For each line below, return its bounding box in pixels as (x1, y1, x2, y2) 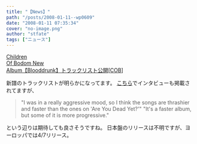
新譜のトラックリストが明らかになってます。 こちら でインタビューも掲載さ (6, 79, 190, 86)
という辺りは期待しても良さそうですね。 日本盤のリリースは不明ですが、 (6, 124, 186, 131)
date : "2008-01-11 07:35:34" (6, 20, 79, 26)
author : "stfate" (6, 31, 50, 37)
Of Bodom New (6, 59, 44, 67)
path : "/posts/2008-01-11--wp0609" (6, 14, 95, 20)
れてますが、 (6, 87, 38, 94)
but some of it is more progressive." (20, 112, 110, 119)
